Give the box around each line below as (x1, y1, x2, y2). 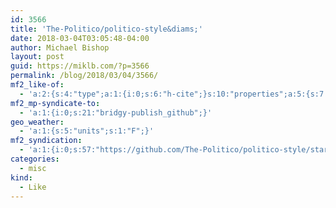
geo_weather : (10, 117, 65, 127)
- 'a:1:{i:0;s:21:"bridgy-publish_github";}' (19, 107, 213, 118)
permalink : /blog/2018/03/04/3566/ (10, 71, 159, 81)
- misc (19, 163, 47, 173)
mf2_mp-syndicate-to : (10, 98, 101, 108)
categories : (10, 154, 60, 164)
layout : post (10, 52, 65, 62)
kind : (10, 172, 33, 183)
